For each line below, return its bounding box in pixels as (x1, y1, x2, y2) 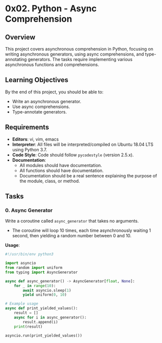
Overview (5, 33, 36, 41)
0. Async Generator (5, 207, 53, 214)
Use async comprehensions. (12, 104, 70, 110)
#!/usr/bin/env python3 (5, 252, 54, 257)
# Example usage (5, 301, 38, 306)
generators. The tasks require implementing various (27, 57, 133, 62)
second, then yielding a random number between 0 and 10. (12, 233, 132, 239)
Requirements (5, 123, 49, 132)
